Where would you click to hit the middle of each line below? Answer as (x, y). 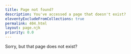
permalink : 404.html (26, 23)
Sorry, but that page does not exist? (41, 46)
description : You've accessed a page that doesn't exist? (65, 14)
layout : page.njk (23, 28)
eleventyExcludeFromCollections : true (45, 19)
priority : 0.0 (20, 32)
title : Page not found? (29, 10)
